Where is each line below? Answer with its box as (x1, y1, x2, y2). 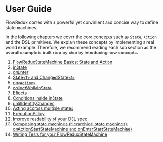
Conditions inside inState (12, 95, 63, 101)
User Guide (5, 3, 52, 15)
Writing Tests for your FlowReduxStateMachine (12, 131, 108, 137)
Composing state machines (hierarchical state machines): (12, 121, 128, 127)
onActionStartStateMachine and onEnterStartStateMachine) (12, 126, 133, 132)
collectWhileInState (12, 85, 52, 90)
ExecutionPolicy (12, 110, 45, 116)
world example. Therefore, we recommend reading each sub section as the (5, 44, 156, 50)
